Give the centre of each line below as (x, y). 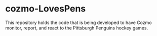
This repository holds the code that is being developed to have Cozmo (78, 22)
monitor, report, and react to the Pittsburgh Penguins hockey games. (77, 27)
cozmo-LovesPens (46, 9)
